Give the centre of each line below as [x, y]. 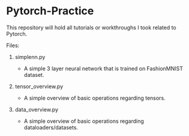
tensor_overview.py [39, 86]
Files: [13, 45]
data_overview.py [37, 109]
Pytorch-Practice [50, 11]
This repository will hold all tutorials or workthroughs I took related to [91, 27]
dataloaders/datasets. [51, 127]
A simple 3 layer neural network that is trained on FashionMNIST [103, 68]
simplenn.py [30, 57]
